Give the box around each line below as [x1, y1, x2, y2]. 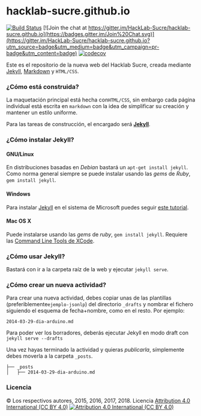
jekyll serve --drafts [6, 336, 63, 342]
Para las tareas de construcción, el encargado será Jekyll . [6, 121, 151, 128]
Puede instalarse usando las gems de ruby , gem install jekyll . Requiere [6, 231, 188, 238]
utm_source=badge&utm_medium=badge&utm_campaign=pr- [6, 43, 160, 50]
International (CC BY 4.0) [6, 403, 68, 411]
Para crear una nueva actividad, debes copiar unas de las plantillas [6, 294, 172, 301]
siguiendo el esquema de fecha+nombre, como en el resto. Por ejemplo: [6, 307, 185, 315]
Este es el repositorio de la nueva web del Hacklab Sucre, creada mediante [6, 61, 191, 68]
